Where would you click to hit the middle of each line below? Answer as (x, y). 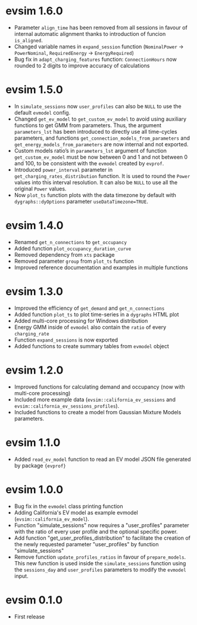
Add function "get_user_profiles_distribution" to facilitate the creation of (102, 538)
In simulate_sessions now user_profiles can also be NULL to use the (98, 106)
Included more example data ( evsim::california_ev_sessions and (95, 399)
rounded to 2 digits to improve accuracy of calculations (82, 65)
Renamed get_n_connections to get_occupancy (71, 242)
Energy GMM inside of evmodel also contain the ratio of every (90, 327)
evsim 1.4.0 (35, 226)
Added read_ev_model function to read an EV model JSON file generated (102, 459)
